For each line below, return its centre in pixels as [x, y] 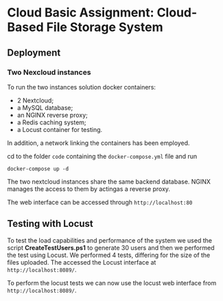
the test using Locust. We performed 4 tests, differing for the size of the [109, 255]
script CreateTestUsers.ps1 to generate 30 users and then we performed [111, 247]
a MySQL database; [45, 107]
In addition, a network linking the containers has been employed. [98, 143]
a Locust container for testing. [60, 129]
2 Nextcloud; [35, 100]
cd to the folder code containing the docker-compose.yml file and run [102, 156]
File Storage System [105, 27]
